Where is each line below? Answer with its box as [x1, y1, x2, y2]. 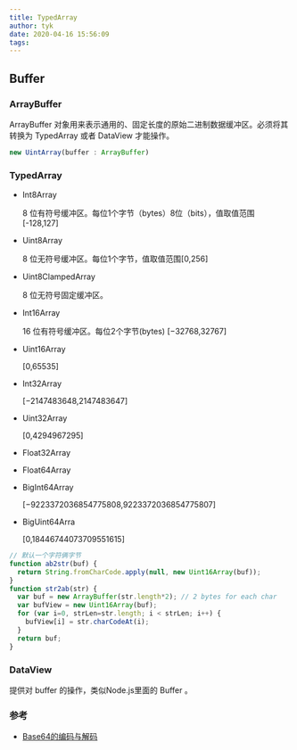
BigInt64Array [21, 482, 74, 493]
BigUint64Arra [21, 516, 76, 527]
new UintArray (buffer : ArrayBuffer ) [9, 148, 150, 157]
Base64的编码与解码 [21, 731, 98, 742]
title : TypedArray [9, 12, 78, 22]
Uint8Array [21, 235, 63, 246]
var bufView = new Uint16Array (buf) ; [17, 601, 158, 610]
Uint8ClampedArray [21, 271, 96, 282]
